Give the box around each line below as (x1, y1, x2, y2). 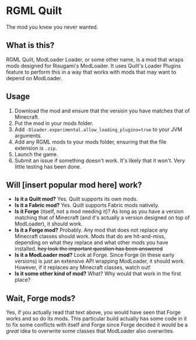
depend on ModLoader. (6, 74, 62, 81)
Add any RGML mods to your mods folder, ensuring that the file (14, 138, 167, 145)
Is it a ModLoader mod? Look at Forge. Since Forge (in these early (14, 252, 175, 259)
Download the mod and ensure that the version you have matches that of (14, 107, 190, 114)
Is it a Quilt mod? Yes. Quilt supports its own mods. (14, 195, 138, 202)
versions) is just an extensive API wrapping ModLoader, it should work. (14, 257, 185, 265)
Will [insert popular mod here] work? (6, 180, 142, 190)
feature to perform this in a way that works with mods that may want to (6, 68, 177, 75)
